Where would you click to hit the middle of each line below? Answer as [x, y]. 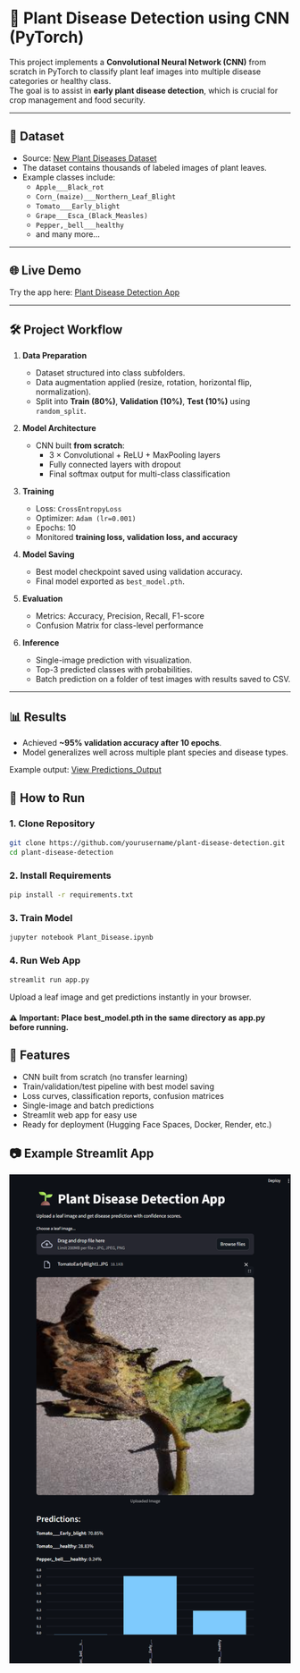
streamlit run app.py [50, 980]
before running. [39, 1027]
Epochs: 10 [56, 528]
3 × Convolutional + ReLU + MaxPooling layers [134, 455]
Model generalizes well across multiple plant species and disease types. [155, 752]
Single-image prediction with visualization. [113, 660]
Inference [41, 643]
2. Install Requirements [60, 875]
